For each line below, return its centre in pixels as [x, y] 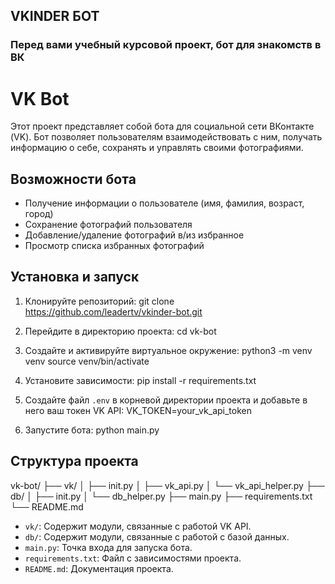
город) [39, 214]
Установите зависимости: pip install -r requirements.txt [140, 380]
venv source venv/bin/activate [87, 361]
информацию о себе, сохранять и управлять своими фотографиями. [157, 148]
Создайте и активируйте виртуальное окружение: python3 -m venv [168, 350]
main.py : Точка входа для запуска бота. [108, 547]
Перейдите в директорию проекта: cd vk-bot [120, 331]
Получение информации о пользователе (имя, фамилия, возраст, [164, 203]
